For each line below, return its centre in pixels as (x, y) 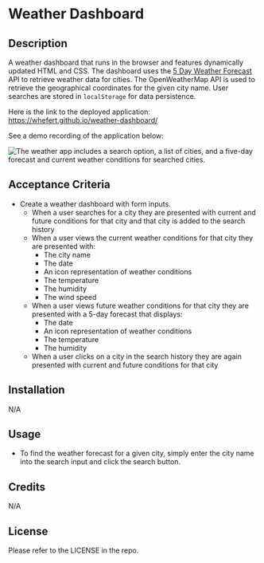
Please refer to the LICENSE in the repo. (74, 550)
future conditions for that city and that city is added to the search (138, 221)
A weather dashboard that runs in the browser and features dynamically (126, 62)
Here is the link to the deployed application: (80, 112)
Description (38, 43)
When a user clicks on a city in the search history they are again (137, 356)
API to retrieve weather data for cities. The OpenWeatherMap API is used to (132, 79)
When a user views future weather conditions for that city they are (140, 305)
